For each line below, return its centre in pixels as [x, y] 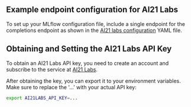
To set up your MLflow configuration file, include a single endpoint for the [96, 24]
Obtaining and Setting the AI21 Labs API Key [89, 49]
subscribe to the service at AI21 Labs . [52, 69]
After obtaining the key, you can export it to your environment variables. [94, 81]
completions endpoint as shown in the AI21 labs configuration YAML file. [94, 30]
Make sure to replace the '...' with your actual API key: [72, 87]
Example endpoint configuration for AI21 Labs [92, 10]
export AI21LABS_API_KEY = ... [42, 98]
